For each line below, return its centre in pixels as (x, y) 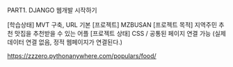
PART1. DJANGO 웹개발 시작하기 (52, 10)
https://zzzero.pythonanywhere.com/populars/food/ (82, 56)
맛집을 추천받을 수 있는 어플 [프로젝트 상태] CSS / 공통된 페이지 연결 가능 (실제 (120, 33)
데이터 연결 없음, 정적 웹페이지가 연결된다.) (65, 42)
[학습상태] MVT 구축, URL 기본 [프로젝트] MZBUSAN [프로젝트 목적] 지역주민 (112, 25)
